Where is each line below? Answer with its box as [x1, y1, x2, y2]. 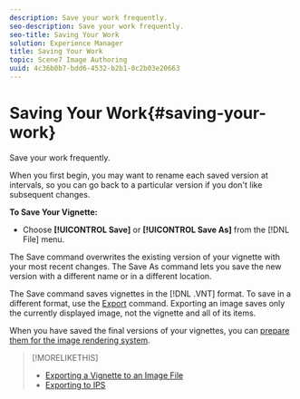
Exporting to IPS [44, 379, 106, 390]
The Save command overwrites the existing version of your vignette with [9, 251, 281, 262]
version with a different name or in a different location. [9, 270, 212, 281]
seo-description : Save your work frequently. [9, 22, 184, 31]
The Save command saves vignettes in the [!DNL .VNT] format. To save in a [9, 287, 292, 299]
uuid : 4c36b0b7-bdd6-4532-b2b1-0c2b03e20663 [9, 64, 180, 73]
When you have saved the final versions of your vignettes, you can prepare [9, 325, 290, 336]
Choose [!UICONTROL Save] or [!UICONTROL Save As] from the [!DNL [22, 224, 290, 235]
